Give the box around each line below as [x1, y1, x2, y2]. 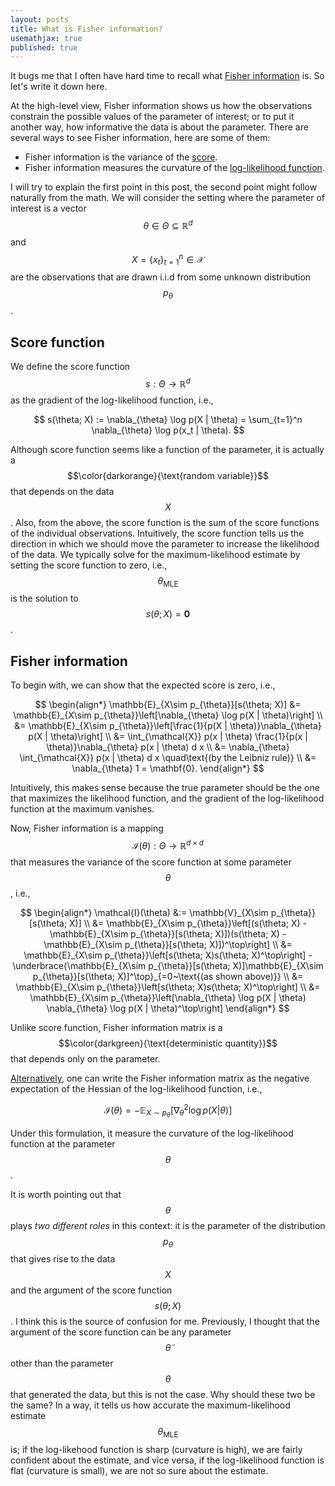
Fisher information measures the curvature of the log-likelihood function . [24, 162, 325, 174]
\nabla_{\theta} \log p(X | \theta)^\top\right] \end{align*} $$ [46, 1002, 290, 1014]
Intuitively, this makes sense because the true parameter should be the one [10, 782, 320, 794]
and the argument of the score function [10, 1284, 173, 1296]
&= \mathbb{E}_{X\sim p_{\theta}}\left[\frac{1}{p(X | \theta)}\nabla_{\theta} [14, 720, 322, 732]
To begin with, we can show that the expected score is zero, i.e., [10, 679, 276, 691]
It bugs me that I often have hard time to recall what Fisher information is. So [10, 70, 325, 82]
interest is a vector [10, 202, 87, 215]
